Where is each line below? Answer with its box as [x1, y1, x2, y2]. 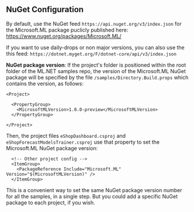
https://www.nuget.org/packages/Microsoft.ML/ [6, 32, 122, 40]
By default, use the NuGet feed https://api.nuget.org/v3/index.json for [6, 20, 182, 27]
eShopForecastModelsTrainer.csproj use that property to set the [6, 138, 160, 145]
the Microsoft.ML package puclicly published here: [6, 26, 129, 33]
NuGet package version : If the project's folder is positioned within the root [6, 61, 186, 68]
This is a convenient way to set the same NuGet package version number [6, 186, 182, 193]
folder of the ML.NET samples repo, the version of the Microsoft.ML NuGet [6, 67, 186, 75]
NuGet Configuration [6, 5, 84, 15]
